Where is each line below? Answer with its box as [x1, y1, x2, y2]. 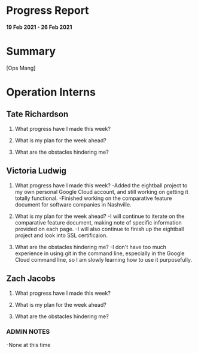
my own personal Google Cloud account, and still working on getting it [14, 188, 188, 195]
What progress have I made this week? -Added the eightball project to [14, 181, 188, 189]
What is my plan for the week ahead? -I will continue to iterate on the [14, 213, 185, 220]
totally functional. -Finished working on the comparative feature [14, 195, 172, 202]
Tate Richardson [6, 109, 69, 119]
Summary [6, 44, 56, 58]
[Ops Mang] [6, 64, 36, 71]
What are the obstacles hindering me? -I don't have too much [14, 243, 166, 250]
